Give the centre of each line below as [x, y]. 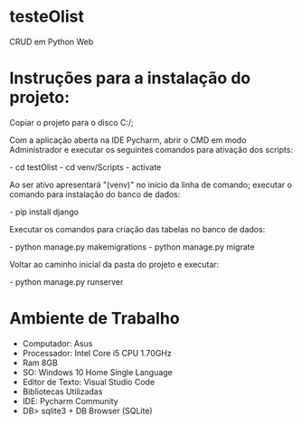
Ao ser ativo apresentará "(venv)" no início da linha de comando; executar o [151, 184]
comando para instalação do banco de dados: [95, 194]
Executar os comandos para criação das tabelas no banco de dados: [137, 229]
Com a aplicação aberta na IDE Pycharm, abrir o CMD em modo [128, 140]
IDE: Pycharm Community [71, 401]
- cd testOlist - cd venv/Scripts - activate [85, 167]
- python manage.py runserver [66, 281]
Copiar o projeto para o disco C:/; [71, 122]
